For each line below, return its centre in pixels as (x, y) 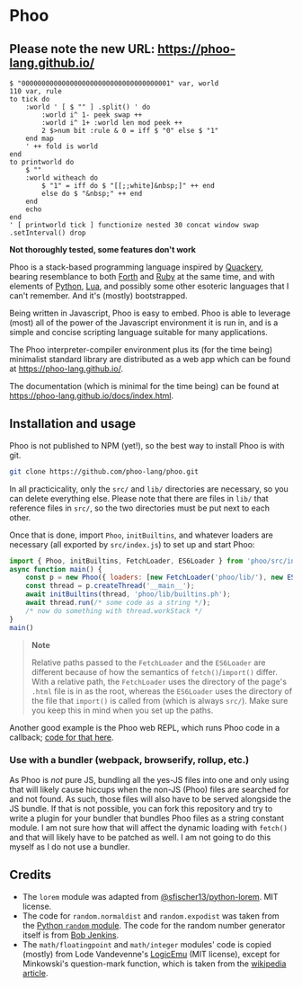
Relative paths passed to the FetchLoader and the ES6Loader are (148, 662)
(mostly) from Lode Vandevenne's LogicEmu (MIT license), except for (151, 954)
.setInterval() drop (48, 233)
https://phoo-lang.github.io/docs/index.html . (92, 396)
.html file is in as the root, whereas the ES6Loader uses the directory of (162, 691)
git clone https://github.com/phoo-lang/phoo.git (104, 471)
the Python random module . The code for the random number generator (154, 925)
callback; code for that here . (62, 737)
